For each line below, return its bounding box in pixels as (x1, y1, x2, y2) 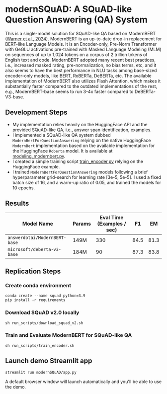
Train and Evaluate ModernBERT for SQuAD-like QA (5, 332, 132, 339)
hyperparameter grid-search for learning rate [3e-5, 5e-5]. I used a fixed (12, 174, 162, 180)
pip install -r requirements (5, 298, 66, 303)
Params (73, 220, 91, 227)
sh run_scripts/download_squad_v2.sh (5, 320, 83, 325)
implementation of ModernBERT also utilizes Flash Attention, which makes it (5, 78, 161, 84)
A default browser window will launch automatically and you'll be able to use (5, 379, 162, 385)
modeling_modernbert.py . (12, 153, 66, 159)
